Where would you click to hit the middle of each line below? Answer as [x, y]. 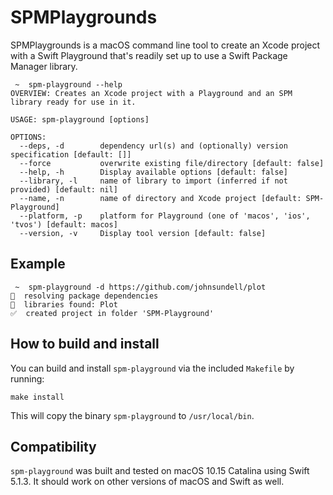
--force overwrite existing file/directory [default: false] [172, 163]
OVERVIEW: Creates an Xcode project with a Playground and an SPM [151, 93]
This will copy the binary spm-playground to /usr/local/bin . [132, 415]
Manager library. [44, 66]
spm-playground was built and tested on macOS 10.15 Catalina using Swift [160, 471]
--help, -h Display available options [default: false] [153, 172]
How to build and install [85, 344]
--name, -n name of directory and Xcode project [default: [160, 198]
